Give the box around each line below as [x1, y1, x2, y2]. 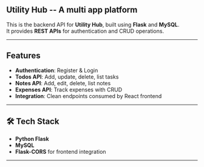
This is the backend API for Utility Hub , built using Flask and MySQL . [6, 21, 180, 28]
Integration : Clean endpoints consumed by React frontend [15, 92, 162, 99]
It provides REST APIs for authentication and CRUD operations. [6, 27, 165, 34]
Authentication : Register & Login [15, 67, 98, 74]
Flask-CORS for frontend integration [15, 148, 106, 156]
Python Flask [15, 136, 50, 143]
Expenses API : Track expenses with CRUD [15, 86, 123, 93]
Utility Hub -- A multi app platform [6, 5, 138, 15]
